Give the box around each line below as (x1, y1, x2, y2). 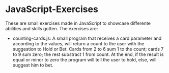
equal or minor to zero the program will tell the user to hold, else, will (12, 56, 157, 62)
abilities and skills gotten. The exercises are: (5, 25, 98, 31)
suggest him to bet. (12, 62, 53, 68)
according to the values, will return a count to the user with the (12, 40, 145, 46)
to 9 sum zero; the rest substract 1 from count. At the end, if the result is (12, 51, 164, 57)
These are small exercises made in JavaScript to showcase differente (5, 20, 151, 26)
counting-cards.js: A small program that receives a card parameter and (12, 35, 162, 41)
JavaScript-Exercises (5, 4, 98, 15)
